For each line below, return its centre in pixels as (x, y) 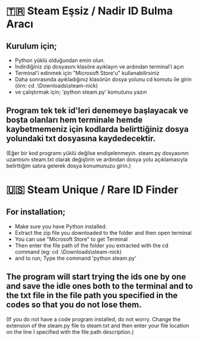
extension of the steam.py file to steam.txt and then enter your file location (98, 325)
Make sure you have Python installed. (61, 226)
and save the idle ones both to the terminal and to (100, 286)
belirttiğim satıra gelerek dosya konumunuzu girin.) (69, 166)
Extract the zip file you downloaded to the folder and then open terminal (103, 232)
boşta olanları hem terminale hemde (74, 120)
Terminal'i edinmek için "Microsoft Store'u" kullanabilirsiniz (87, 73)
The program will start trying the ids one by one (96, 277)
